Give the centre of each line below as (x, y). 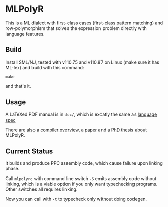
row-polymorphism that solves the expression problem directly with (76, 28)
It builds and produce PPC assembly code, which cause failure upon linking (84, 163)
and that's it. (18, 86)
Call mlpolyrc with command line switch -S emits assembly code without (81, 179)
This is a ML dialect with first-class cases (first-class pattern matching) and (84, 23)
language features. (25, 34)
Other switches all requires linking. (41, 189)
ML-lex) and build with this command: (45, 67)
